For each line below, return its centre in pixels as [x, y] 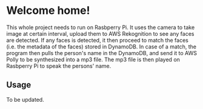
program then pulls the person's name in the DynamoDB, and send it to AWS [102, 53]
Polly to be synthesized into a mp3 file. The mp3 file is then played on [93, 59]
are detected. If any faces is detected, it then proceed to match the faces [98, 40]
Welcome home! [48, 11]
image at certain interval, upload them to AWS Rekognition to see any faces [100, 33]
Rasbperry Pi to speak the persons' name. [59, 66]
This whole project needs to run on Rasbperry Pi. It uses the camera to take [101, 27]
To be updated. [25, 99]
